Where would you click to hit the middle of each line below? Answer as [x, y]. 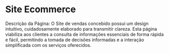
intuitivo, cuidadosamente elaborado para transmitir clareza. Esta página [81, 29]
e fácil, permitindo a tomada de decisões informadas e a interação [75, 40]
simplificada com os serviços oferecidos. [48, 45]
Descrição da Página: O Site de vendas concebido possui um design [77, 23]
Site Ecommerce [41, 9]
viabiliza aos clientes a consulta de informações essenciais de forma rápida [84, 34]
